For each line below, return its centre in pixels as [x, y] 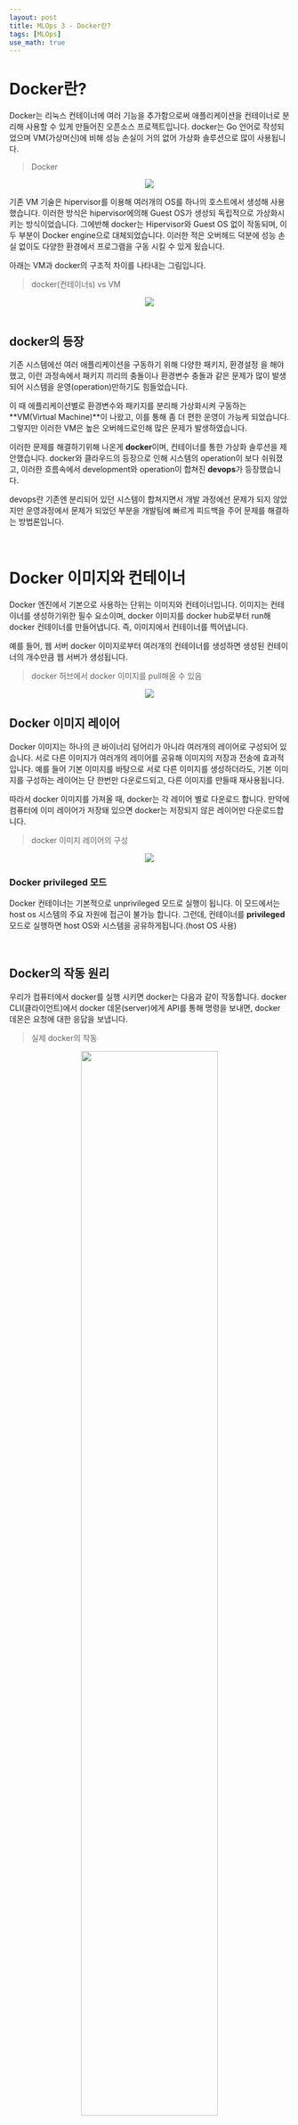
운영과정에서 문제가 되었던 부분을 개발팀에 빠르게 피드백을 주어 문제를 [145, 510]
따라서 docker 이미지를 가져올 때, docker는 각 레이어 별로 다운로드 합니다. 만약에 [149, 799]
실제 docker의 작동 [64, 1038]
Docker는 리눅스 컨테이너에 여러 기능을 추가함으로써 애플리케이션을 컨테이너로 [145, 116]
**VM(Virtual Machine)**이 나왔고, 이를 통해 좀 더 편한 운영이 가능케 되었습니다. [149, 417]
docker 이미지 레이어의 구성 [80, 840]
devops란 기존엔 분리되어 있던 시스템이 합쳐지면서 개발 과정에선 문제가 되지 [140, 499]
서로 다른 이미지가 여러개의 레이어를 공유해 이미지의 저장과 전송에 [148, 758]
